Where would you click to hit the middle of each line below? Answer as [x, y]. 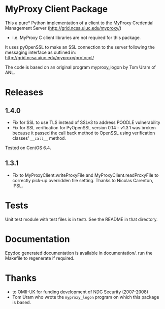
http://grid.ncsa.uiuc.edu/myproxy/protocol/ [50, 57]
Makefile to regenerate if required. [40, 258]
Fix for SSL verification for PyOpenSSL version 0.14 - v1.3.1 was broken [84, 127]
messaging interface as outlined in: [41, 52]
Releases [24, 93]
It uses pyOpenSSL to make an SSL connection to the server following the [80, 47]
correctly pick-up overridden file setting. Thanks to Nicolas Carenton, [83, 180]
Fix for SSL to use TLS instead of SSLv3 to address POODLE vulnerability [86, 122]
